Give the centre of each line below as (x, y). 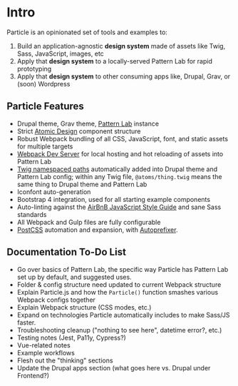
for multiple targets (45, 146)
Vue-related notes (43, 345)
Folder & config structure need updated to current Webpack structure (119, 284)
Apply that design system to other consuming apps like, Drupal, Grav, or (124, 76)
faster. (26, 322)
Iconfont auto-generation (54, 192)
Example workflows (46, 352)
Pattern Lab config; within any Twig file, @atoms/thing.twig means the (119, 176)
